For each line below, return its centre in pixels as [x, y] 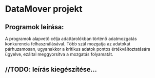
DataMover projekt [44, 9]
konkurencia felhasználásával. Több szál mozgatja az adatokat [68, 44]
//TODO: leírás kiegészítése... [51, 69]
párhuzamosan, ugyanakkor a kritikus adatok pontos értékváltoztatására [78, 49]
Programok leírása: [35, 27]
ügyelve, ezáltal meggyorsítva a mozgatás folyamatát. [59, 54]
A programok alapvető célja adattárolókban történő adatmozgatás [71, 39]
